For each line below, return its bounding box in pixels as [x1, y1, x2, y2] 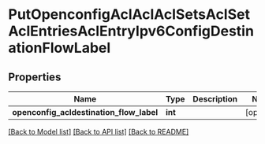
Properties [8, 70, 62, 83]
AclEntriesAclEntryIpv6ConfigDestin [8, 22, 255, 40]
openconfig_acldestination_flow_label [12, 107, 159, 117]
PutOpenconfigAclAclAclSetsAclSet [8, 6, 251, 24]
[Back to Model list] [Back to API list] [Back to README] [8, 127, 189, 136]
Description [192, 94, 238, 104]
